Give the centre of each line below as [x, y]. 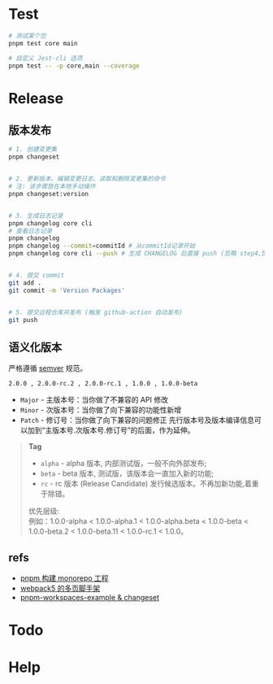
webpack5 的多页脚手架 [60, 588]
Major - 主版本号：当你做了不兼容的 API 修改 [94, 400]
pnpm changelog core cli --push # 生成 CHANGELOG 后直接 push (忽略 [123, 254]
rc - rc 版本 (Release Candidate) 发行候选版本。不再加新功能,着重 [149, 484]
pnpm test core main [43, 43]
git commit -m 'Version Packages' [67, 290]
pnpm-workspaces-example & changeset [90, 598]
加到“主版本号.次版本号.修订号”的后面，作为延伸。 [111, 430]
